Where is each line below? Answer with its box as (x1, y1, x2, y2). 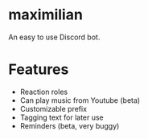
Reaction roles (19, 87, 68, 96)
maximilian (8, 6, 83, 24)
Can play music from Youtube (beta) (19, 95, 141, 105)
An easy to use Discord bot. (8, 32, 101, 42)
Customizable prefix (19, 104, 87, 113)
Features (8, 60, 69, 79)
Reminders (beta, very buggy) (19, 121, 120, 130)
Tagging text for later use (19, 112, 105, 122)
